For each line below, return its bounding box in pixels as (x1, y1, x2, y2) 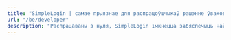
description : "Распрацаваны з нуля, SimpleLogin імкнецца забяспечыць (7, 22, 214, 29)
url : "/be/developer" (7, 16, 69, 23)
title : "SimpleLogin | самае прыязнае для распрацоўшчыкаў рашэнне (7, 9, 205, 17)
